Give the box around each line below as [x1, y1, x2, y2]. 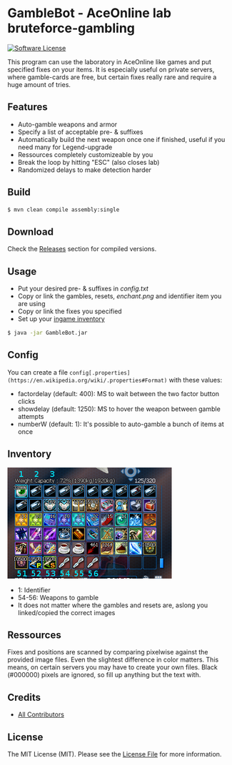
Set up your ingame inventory [17, 315, 105, 323]
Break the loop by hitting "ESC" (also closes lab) [17, 158, 160, 166]
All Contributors [17, 710, 64, 719]
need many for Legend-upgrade [17, 143, 113, 151]
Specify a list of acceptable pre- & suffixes [17, 127, 143, 136]
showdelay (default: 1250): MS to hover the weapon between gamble [17, 405, 221, 413]
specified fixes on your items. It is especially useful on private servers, [7, 65, 215, 74]
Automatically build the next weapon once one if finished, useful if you [17, 135, 226, 143]
